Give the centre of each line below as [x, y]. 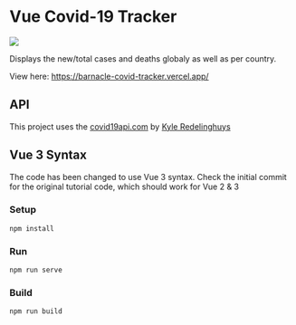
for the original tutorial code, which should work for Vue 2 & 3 [124, 186]
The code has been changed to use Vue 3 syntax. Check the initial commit [148, 177]
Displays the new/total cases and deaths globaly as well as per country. [143, 58]
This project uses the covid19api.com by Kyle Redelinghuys [120, 126]
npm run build [36, 311]
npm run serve [36, 270]
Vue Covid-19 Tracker [93, 17]
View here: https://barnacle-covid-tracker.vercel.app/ [110, 76]
